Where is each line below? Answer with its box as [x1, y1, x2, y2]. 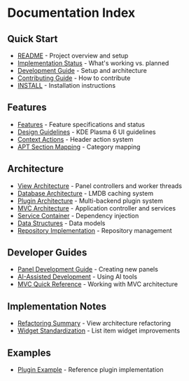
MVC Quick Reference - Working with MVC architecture [17, 280, 178, 288]
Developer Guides [7, 247, 87, 259]
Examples [7, 347, 51, 359]
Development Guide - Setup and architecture [17, 67, 147, 74]
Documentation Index [7, 5, 135, 21]
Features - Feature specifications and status [17, 120, 146, 128]
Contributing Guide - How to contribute [17, 74, 131, 82]
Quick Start [7, 33, 58, 45]
